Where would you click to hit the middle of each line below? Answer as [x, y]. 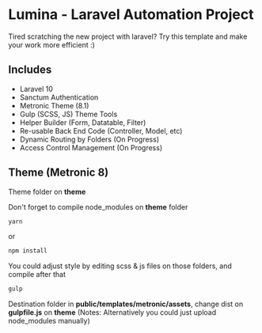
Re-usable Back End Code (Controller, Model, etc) [101, 131]
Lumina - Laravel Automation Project [131, 15]
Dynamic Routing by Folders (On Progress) [89, 139]
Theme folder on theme [47, 191]
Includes [30, 70]
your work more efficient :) [51, 44]
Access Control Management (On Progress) [91, 147]
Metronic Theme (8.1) [54, 105]
